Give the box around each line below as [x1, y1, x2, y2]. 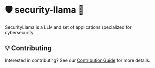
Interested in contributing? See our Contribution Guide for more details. [5, 57, 150, 63]
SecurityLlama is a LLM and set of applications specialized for [5, 24, 132, 30]
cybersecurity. [5, 29, 35, 35]
